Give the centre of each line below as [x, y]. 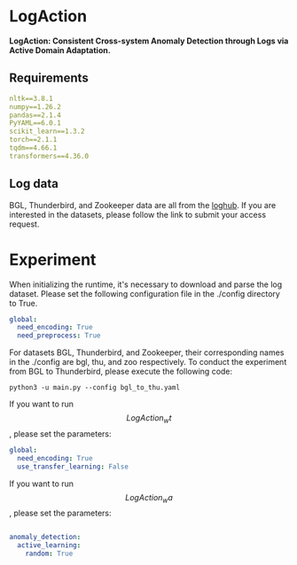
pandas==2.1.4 [35, 115]
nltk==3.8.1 [31, 98]
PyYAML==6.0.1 [35, 123]
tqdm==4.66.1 [33, 148]
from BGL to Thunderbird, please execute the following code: [121, 372]
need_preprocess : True [59, 336]
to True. [23, 303]
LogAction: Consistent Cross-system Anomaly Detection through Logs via [149, 41]
